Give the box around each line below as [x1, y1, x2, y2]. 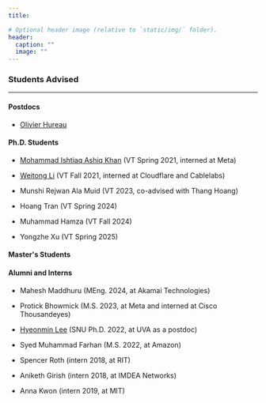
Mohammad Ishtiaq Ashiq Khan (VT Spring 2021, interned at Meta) [19, 155, 237, 164]
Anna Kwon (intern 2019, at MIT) [19, 386, 125, 395]
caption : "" [15, 40, 55, 48]
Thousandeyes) [19, 309, 71, 318]
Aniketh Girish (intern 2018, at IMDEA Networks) [19, 371, 177, 380]
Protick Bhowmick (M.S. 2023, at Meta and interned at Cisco [19, 301, 218, 311]
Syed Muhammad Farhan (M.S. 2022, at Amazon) [19, 340, 182, 349]
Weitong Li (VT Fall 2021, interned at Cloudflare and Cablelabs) [19, 171, 226, 180]
